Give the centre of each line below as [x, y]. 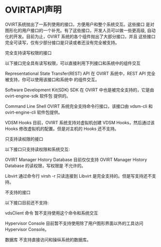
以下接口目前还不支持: [27, 202]
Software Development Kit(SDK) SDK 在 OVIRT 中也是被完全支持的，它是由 [80, 90]
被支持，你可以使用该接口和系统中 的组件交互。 [52, 79]
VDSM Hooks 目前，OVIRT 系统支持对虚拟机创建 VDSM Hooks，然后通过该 [80, 122]
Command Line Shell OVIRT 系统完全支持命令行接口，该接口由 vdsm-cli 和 [79, 106]
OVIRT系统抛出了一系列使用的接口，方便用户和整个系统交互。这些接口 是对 [80, 24]
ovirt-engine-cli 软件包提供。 [34, 112]
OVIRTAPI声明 [33, 10]
